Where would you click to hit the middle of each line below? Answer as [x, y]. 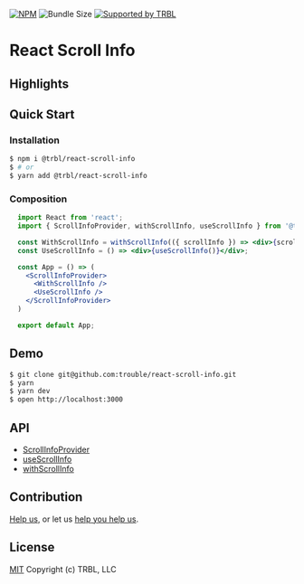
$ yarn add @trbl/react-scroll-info [78, 176]
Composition [38, 199]
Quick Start [42, 114]
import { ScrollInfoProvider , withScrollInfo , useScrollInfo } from [149, 226]
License [32, 547]
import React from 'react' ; [71, 218]
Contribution [46, 497]
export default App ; [56, 325]
